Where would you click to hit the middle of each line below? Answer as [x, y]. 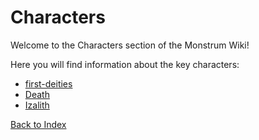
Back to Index [38, 124]
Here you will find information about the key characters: [125, 64]
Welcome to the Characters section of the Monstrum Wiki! [130, 45]
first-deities [48, 83]
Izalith [37, 105]
